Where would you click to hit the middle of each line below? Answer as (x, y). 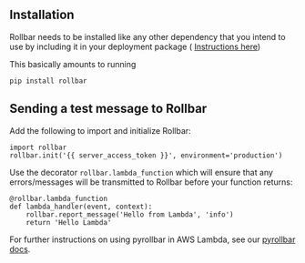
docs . (20, 248)
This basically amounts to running (73, 64)
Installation (42, 15)
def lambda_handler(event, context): (81, 207)
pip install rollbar (49, 81)
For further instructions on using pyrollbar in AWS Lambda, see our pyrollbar (152, 239)
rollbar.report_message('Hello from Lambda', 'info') (130, 214)
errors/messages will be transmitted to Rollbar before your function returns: (151, 182)
